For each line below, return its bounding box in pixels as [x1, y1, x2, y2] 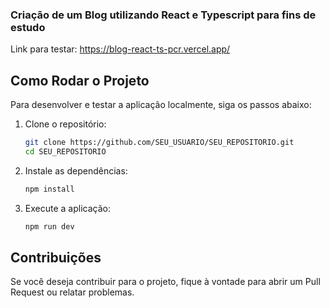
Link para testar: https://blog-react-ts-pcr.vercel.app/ [10, 43, 231, 55]
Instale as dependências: [24, 164, 128, 177]
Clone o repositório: [24, 118, 107, 130]
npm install [24, 184, 75, 194]
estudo [10, 20, 46, 34]
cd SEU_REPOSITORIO [24, 146, 107, 157]
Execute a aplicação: [24, 202, 111, 214]
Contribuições [10, 249, 102, 266]
